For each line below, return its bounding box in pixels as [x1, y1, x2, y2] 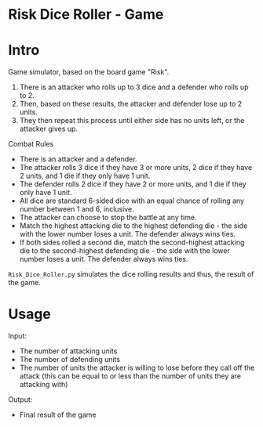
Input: [8, 331, 27, 341]
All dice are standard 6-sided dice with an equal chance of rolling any [19, 196, 245, 205]
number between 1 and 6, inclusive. [19, 204, 135, 214]
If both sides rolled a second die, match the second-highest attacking [19, 237, 245, 248]
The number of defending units [19, 355, 120, 364]
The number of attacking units [19, 346, 118, 356]
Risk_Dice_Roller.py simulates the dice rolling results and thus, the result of [8, 270, 254, 279]
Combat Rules [8, 139, 54, 149]
